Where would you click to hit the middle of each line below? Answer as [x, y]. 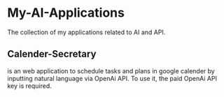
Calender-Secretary [52, 54]
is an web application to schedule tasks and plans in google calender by [111, 70]
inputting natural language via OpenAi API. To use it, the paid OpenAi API [112, 78]
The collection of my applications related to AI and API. [86, 32]
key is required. [30, 86]
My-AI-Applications [66, 13]
